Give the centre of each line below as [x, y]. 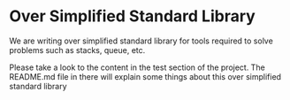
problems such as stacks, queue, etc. [77, 50]
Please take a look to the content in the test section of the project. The [137, 67]
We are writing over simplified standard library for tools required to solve [141, 41]
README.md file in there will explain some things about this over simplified [145, 76]
